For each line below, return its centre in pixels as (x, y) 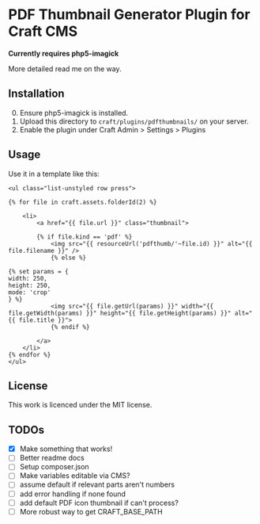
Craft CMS (43, 31)
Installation (36, 94)
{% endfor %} (30, 354)
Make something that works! (66, 449)
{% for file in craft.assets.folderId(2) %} (83, 202)
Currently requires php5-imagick (64, 53)
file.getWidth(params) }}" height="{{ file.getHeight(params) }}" (120, 313)
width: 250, (28, 278)
